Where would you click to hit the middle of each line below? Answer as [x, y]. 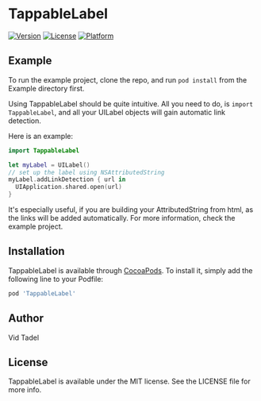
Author [26, 318]
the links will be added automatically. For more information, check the [122, 218]
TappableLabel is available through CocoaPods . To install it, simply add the [130, 270]
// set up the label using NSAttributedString [86, 172]
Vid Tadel [24, 337]
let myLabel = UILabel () [49, 165]
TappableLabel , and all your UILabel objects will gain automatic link [117, 112]
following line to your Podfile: [56, 279]
